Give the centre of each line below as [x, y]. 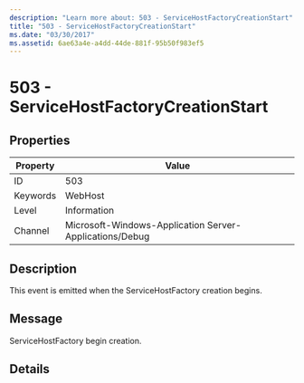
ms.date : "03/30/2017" [52, 34]
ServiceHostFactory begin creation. [76, 340]
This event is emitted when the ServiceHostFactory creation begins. [136, 291]
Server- [224, 225]
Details [29, 369]
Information [90, 211]
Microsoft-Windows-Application [135, 225]
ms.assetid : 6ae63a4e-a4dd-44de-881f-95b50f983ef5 [107, 43]
